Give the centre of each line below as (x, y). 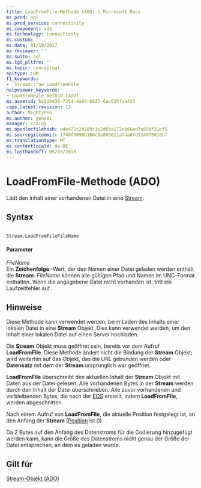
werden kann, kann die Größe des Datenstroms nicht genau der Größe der (98, 439)
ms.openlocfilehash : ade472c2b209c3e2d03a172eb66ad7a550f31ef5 (87, 129)
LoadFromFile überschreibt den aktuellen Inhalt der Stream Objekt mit (93, 377)
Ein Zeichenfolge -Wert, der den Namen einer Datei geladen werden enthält (100, 269)
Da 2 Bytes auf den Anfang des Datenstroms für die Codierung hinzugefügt (100, 432)
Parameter (19, 249)
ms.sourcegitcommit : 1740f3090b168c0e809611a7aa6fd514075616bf (87, 135)
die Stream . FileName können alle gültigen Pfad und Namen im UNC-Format (100, 276)
